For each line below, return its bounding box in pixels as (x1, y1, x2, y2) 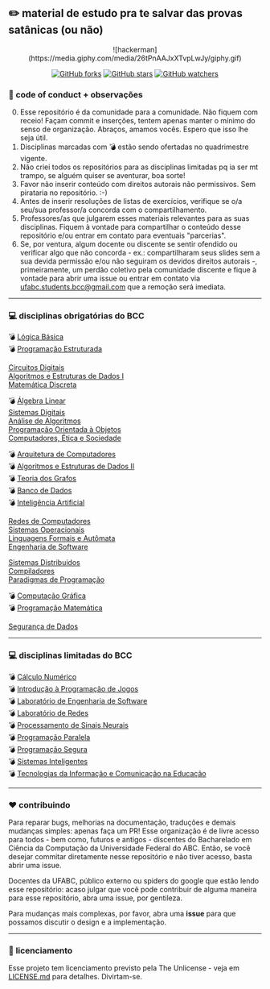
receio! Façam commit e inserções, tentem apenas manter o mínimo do (19, 116, 256, 126)
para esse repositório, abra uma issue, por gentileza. (8, 893, 183, 903)
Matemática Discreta (8, 380, 77, 389)
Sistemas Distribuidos (8, 558, 80, 567)
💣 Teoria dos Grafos (8, 474, 76, 484)
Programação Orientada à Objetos (8, 425, 122, 434)
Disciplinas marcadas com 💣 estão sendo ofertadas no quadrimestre (19, 142, 249, 152)
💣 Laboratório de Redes (8, 708, 89, 717)
